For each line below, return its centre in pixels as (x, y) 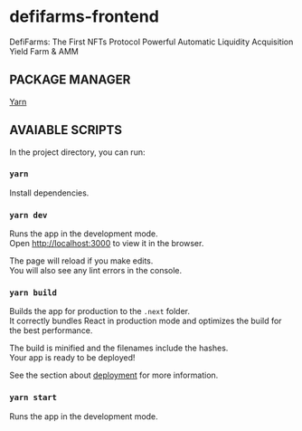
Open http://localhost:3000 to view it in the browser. (107, 244)
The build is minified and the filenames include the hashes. (119, 348)
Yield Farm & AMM (44, 51)
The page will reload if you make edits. (81, 261)
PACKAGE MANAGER (70, 80)
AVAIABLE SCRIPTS (66, 130)
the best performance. (51, 330)
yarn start (33, 397)
